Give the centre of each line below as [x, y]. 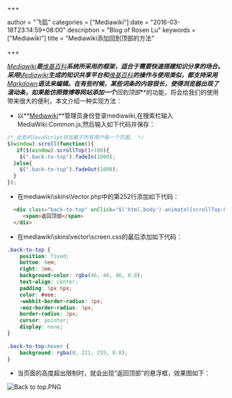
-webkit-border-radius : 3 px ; [61, 301]
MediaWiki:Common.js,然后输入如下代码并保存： [86, 124]
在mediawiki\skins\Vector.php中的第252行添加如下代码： [98, 197]
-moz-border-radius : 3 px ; [57, 308]
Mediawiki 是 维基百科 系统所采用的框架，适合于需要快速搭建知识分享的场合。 [116, 66]
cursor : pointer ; [45, 320]
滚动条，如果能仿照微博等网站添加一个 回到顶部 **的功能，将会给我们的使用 [113, 92]
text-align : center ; [49, 282]
